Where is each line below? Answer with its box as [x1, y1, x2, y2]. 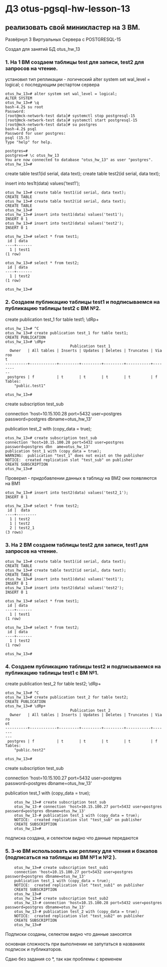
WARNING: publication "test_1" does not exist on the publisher [5, 453, 144, 458]
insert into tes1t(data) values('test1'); [5, 181, 80, 187]
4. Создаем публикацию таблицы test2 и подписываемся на [5, 663, 161, 670]
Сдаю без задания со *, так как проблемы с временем [5, 956, 122, 962]
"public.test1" [14, 383, 46, 388]
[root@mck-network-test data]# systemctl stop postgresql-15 [5, 114, 135, 119]
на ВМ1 [5, 480, 20, 486]
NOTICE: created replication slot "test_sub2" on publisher [14, 914, 144, 919]
